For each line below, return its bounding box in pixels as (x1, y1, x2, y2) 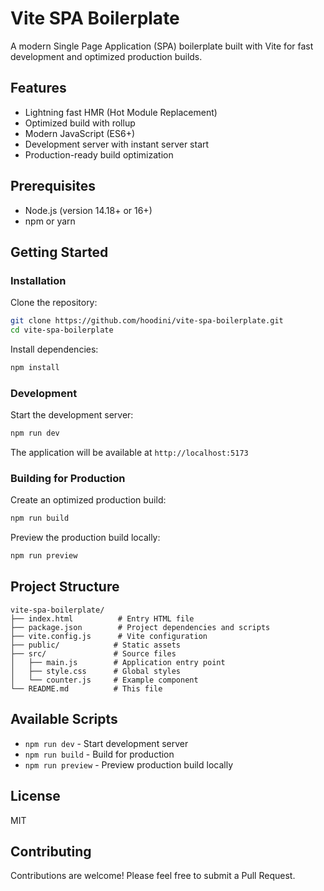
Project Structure (10, 578, 120, 596)
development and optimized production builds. (10, 50, 203, 62)
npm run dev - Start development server (24, 737, 189, 749)
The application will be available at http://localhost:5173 (10, 447, 249, 459)
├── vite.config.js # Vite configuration (10, 631, 208, 641)
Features (10, 80, 67, 97)
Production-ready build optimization (24, 148, 174, 161)
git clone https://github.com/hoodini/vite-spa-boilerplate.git (10, 316, 284, 326)
